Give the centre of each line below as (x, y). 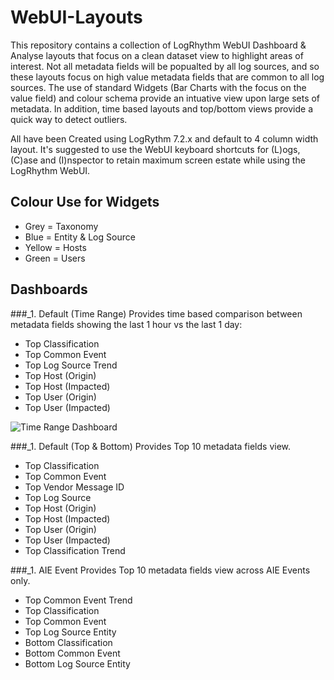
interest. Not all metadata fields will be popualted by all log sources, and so (165, 66)
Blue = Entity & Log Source (80, 237)
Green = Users (55, 258)
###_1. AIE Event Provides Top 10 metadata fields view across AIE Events (160, 570)
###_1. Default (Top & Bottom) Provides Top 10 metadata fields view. (151, 446)
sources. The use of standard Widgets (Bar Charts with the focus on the (158, 87)
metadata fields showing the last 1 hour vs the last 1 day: (126, 324)
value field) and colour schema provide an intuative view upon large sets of (165, 98)
